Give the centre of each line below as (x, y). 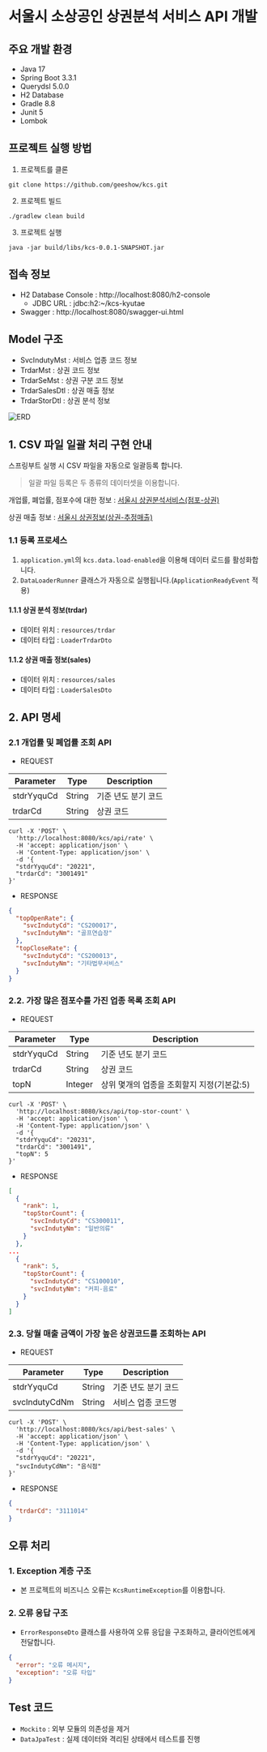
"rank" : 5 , (41, 1266)
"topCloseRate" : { (47, 949)
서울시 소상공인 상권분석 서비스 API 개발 (133, 17)
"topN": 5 (32, 1154)
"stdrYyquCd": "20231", (55, 1140)
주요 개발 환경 (40, 49)
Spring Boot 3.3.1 (48, 77)
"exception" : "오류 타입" (56, 1673)
